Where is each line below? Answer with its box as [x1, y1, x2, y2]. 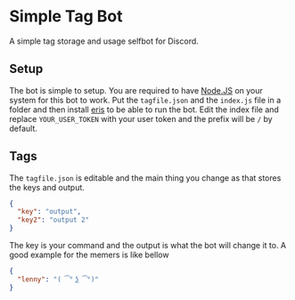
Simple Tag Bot [9, 6, 123, 27]
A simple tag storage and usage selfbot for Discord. [9, 36, 199, 46]
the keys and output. [9, 182, 85, 192]
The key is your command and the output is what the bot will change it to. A [9, 240, 287, 251]
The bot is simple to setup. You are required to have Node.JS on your [9, 85, 263, 95]
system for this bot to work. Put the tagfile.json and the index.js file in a [9, 94, 282, 105]
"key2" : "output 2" [17, 215, 90, 224]
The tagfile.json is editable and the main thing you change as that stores [9, 172, 282, 183]
